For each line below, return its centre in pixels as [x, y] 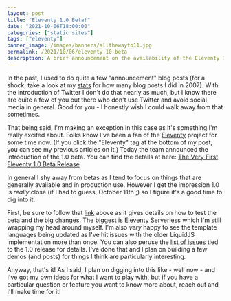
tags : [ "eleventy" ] [35, 39]
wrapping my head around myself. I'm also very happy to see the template [112, 227]
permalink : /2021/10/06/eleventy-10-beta [67, 52]
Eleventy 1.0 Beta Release [44, 164]
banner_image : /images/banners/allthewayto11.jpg [80, 45]
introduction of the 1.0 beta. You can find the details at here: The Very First [113, 157]
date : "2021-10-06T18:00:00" [49, 26]
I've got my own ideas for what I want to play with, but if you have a [103, 277]
